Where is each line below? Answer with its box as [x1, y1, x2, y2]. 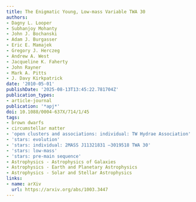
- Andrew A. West [6, 53, 50, 59]
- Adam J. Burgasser [6, 36, 58, 42]
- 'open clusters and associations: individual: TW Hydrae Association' [6, 131, 191, 137]
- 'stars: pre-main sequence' [6, 153, 82, 159]
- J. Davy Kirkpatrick [6, 75, 63, 81]
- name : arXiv [6, 181, 42, 187]
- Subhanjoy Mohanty [6, 25, 58, 32]
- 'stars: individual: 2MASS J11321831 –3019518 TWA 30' [6, 142, 151, 148]
